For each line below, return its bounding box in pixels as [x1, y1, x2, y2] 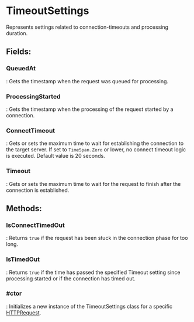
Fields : [6, 47, 32, 57]
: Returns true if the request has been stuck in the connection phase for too [6, 235, 188, 242]
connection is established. [6, 187, 70, 194]
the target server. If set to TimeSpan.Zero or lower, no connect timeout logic [6, 146, 186, 153]
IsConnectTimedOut [6, 221, 65, 229]
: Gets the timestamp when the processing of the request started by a [6, 106, 174, 113]
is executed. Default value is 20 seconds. [6, 152, 105, 160]
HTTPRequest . [6, 309, 41, 316]
